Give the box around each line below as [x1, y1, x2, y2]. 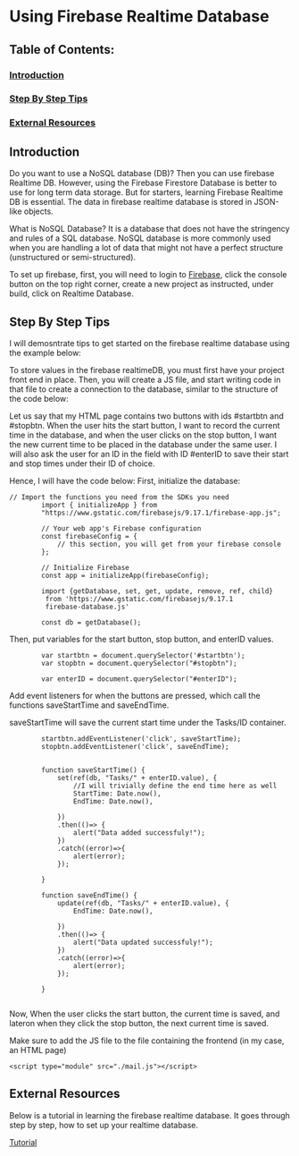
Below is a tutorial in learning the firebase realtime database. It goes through [9, 1109, 290, 1120]
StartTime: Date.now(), [72, 789, 162, 798]
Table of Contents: [9, 42, 115, 57]
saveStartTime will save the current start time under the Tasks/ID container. [9, 717, 287, 727]
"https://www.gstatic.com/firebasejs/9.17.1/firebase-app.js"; [41, 508, 281, 517]
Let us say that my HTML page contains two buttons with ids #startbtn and [9, 410, 284, 421]
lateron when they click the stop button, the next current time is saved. [9, 1017, 270, 1028]
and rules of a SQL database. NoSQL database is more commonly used [9, 233, 271, 243]
